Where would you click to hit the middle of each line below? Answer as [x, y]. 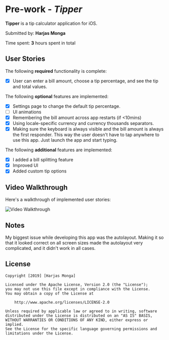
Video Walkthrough [36, 187]
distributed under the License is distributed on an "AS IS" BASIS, [79, 315]
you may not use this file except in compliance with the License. [78, 289]
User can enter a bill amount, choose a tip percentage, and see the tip [85, 81]
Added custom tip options [39, 171]
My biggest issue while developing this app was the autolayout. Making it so [85, 237]
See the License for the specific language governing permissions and [81, 329]
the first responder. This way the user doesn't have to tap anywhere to [86, 135]
